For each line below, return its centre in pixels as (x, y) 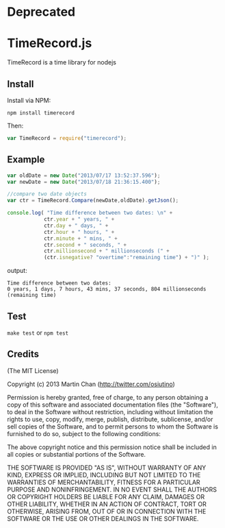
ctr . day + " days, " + (76, 226)
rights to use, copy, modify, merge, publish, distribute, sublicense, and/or (110, 419)
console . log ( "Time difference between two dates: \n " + (90, 213)
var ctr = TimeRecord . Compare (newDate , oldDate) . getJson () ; (93, 201)
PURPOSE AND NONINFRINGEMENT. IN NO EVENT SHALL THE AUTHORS (112, 489)
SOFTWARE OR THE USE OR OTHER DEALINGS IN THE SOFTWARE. (103, 518)
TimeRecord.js (50, 44)
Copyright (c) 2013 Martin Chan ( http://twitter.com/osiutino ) (91, 384)
